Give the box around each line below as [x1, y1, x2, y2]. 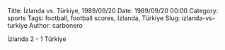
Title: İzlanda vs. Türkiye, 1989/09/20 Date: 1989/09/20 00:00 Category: [7, 7, 219, 15]
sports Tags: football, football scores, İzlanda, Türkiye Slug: [7, 14, 180, 22]
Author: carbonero [29, 22, 83, 29]
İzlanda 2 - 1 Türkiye [7, 35, 67, 43]
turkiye [7, 22, 28, 29]
